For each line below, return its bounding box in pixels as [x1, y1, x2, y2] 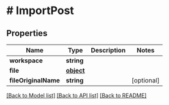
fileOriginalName [9, 76, 60, 84]
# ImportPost [6, 4, 75, 18]
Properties [6, 28, 48, 38]
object [66, 67, 85, 74]
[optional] [131, 76, 160, 84]
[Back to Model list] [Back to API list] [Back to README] [6, 92, 147, 99]
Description [91, 46, 126, 54]
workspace [9, 56, 43, 65]
